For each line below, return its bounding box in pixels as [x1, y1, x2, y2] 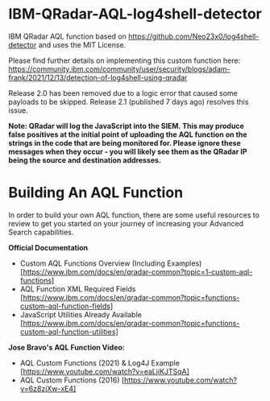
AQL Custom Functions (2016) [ [19, 375, 125, 385]
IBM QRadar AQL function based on [8, 31, 127, 41]
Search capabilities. [8, 227, 74, 237]
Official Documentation [8, 242, 89, 252]
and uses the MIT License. [38, 39, 127, 49]
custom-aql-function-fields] [19, 301, 114, 311]
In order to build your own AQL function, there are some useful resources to [8, 210, 260, 220]
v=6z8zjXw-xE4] [19, 383, 77, 393]
